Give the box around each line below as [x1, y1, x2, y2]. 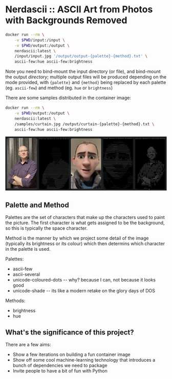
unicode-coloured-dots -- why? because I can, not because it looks [12, 277, 156, 283]
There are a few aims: [5, 342, 51, 347]
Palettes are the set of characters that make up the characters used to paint [5, 214, 165, 221]
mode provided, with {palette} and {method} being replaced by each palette [5, 79, 166, 86]
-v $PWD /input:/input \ [14, 37, 66, 43]
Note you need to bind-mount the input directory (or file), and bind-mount [5, 68, 161, 75]
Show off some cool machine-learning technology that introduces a [12, 357, 156, 363]
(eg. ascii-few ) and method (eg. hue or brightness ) [5, 85, 113, 91]
